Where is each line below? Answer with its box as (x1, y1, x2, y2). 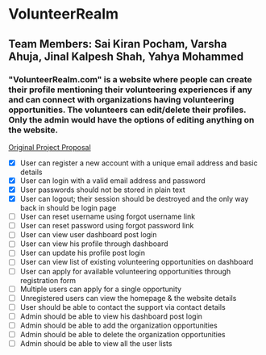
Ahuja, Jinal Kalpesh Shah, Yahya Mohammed (8, 49, 244, 63)
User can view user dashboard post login (19, 230, 157, 240)
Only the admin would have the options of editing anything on (8, 114, 255, 125)
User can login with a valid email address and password (19, 175, 206, 186)
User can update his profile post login (19, 248, 145, 258)
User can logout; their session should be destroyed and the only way (19, 194, 249, 204)
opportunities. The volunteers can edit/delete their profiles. (8, 104, 247, 115)
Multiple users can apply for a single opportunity (19, 284, 182, 294)
